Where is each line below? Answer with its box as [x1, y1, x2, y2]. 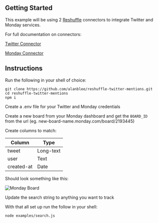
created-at [7, 163, 33, 170]
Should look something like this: [5, 175, 69, 181]
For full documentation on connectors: [5, 31, 81, 37]
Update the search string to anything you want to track [5, 194, 114, 200]
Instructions [5, 64, 43, 72]
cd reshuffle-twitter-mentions [5, 91, 68, 96]
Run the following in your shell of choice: [5, 77, 86, 83]
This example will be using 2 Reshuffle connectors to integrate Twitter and [5, 17, 154, 22]
